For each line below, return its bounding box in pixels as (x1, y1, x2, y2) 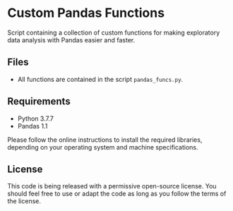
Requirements (7, 95, 71, 107)
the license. (7, 197, 41, 205)
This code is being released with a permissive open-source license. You (7, 182, 217, 191)
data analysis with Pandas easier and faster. (7, 35, 136, 44)
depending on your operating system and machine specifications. (7, 143, 199, 151)
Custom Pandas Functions (7, 5, 165, 21)
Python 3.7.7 (17, 114, 54, 123)
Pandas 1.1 (17, 121, 48, 130)
